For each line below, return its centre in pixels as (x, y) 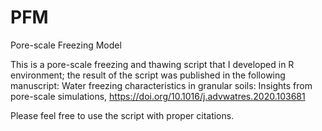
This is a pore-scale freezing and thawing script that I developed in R (152, 64)
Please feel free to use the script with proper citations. (122, 115)
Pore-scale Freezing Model (66, 45)
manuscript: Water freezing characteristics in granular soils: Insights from (161, 85)
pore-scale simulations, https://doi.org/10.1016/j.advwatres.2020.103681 (158, 96)
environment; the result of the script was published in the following (148, 75)
